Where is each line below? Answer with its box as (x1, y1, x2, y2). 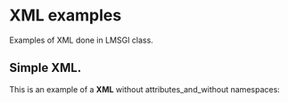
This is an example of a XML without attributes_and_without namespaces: (9, 83, 281, 94)
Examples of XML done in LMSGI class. (9, 35, 153, 45)
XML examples (9, 5, 122, 26)
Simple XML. (9, 60, 82, 75)
